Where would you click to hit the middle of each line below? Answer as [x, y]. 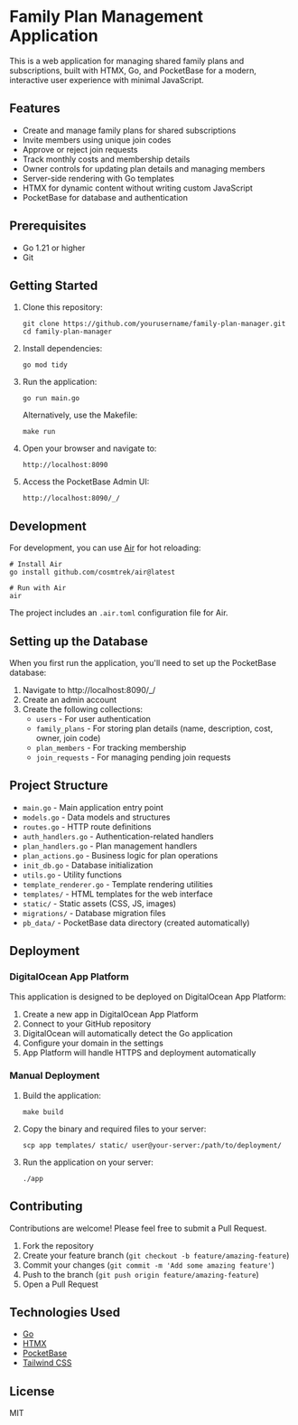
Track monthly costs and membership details [106, 159]
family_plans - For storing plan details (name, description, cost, [154, 728]
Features [35, 109]
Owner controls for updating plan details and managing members [144, 168]
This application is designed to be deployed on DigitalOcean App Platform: [148, 997]
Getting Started [54, 285]
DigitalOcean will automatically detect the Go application [127, 1033]
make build [43, 1112]
